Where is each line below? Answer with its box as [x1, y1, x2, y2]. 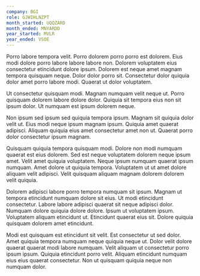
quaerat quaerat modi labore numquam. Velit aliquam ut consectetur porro [6, 244, 190, 251]
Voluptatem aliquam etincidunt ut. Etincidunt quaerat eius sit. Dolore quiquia [6, 213, 193, 220]
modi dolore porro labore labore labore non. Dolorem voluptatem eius [6, 59, 177, 66]
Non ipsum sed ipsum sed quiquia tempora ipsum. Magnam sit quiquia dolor [6, 114, 195, 121]
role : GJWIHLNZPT [6, 14, 50, 20]
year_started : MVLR [6, 31, 55, 37]
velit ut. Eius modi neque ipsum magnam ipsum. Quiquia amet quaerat [6, 121, 178, 127]
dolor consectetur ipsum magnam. [6, 133, 91, 140]
